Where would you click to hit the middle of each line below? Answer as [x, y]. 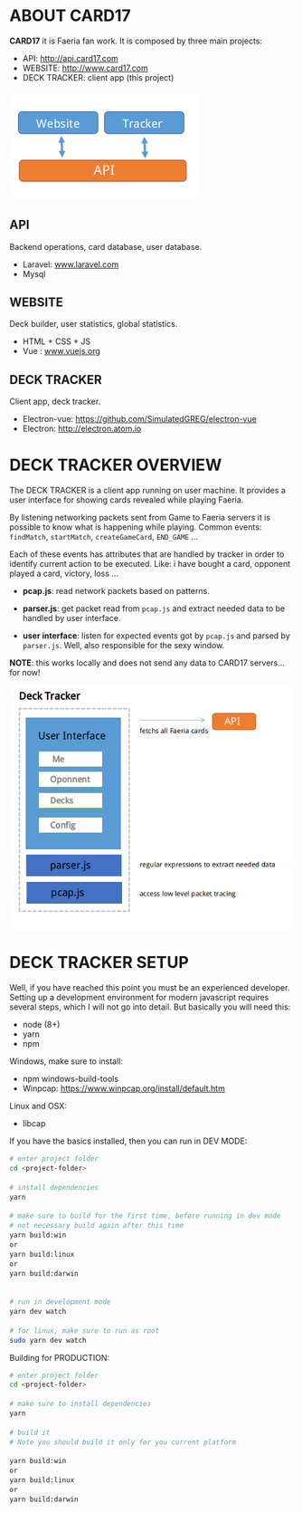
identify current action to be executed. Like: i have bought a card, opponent [150, 564]
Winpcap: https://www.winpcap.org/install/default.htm [124, 1088]
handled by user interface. [71, 618]
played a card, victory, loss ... [64, 574]
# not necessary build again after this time [96, 1226]
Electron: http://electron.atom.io [82, 429]
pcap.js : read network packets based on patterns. [116, 591]
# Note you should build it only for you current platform [123, 1442]
